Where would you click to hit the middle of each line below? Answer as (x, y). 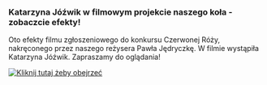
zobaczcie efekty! (45, 22)
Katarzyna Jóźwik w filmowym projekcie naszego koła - (121, 12)
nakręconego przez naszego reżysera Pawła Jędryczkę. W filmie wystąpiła (134, 49)
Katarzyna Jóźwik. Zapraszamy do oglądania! (84, 57)
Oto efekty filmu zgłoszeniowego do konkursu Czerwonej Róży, (114, 40)
